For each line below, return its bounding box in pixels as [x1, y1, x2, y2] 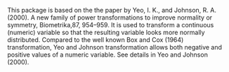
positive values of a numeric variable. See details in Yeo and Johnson [7, 50, 209, 59]
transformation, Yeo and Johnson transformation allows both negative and [7, 43, 223, 51]
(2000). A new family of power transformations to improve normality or [7, 13, 213, 22]
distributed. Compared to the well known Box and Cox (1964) [7, 36, 184, 44]
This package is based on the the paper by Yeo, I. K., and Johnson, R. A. [7, 6, 216, 14]
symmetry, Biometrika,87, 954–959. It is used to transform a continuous [7, 21, 214, 29]
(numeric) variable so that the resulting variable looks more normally [7, 28, 205, 36]
